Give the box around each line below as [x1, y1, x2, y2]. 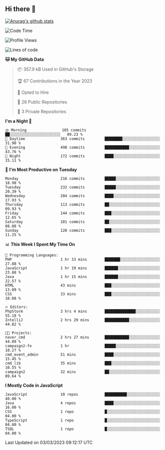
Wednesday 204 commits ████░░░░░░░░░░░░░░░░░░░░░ [5, 193, 161, 198]
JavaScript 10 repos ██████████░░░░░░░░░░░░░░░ [5, 392, 161, 397]
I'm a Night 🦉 [5, 118, 32, 124]
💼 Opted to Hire [17, 89, 49, 95]
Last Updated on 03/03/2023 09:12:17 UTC [5, 439, 93, 445]
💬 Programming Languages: [5, 252, 58, 257]
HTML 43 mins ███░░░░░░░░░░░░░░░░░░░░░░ [5, 283, 161, 288]
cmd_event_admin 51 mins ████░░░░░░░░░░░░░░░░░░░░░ [5, 352, 161, 357]
